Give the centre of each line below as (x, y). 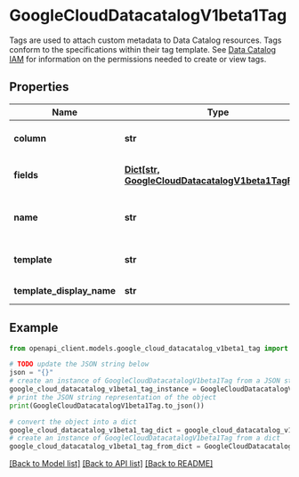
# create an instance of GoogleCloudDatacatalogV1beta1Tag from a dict (145, 438)
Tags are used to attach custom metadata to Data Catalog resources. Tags (145, 40)
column (30, 138)
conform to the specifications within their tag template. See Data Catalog (143, 49)
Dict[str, (142, 169)
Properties (39, 87)
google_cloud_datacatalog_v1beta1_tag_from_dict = (105, 447)
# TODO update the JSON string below (79, 364)
